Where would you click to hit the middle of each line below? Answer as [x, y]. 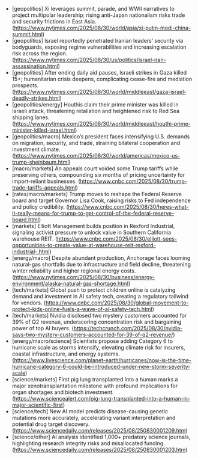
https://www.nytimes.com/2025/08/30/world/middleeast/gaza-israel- [100, 92]
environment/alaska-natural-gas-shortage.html [70, 283]
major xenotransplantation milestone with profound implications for [95, 386]
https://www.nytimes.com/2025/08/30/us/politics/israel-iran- [90, 60]
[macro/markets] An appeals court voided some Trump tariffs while [95, 168]
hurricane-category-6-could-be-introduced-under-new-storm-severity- [101, 367]
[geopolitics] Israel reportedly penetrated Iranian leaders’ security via [97, 41]
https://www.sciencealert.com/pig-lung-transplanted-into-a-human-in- [102, 399]
